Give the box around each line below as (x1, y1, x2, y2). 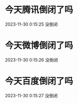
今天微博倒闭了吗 (5, 40, 74, 51)
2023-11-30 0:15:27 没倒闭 (5, 92, 58, 98)
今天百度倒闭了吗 (5, 76, 74, 87)
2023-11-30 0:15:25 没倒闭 (5, 21, 58, 27)
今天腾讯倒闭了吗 (5, 4, 74, 15)
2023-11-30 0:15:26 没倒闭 (5, 57, 58, 63)
